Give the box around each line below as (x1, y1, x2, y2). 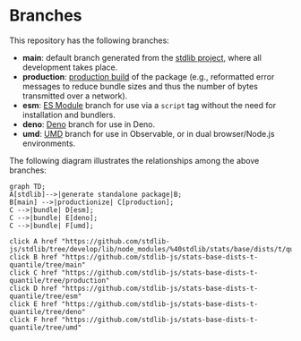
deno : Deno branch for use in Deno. (21, 118, 156, 130)
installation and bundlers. (21, 109, 116, 120)
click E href (9, 299, 58, 309)
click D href (9, 284, 58, 293)
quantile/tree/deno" (9, 307, 87, 316)
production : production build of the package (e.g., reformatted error (21, 71, 275, 81)
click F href (9, 315, 58, 324)
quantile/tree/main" (9, 260, 87, 269)
